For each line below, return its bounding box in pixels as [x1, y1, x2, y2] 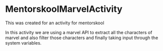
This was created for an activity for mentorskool [5, 20, 104, 26]
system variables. [5, 40, 42, 46]
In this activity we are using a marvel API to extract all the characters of [5, 29, 152, 35]
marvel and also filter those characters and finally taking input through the [5, 35, 158, 41]
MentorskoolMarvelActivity [5, 3, 123, 15]
